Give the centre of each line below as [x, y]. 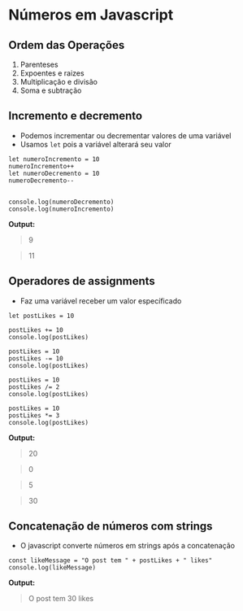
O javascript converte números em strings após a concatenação [128, 546]
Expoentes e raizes [52, 73]
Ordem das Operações [67, 45]
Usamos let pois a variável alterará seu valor [96, 144]
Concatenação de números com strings [111, 526]
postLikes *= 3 [34, 415]
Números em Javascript [91, 15]
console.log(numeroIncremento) [61, 209]
